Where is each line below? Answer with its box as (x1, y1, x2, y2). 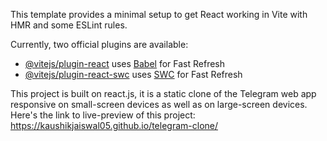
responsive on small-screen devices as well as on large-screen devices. (10, 99, 308, 110)
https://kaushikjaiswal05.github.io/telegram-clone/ (10, 120, 219, 131)
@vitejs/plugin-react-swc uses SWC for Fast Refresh (24, 69, 243, 80)
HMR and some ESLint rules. (10, 19, 128, 31)
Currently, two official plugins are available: (10, 39, 189, 50)
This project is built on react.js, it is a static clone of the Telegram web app (10, 88, 317, 99)
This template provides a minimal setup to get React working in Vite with (10, 9, 308, 20)
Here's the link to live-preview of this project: (10, 109, 196, 121)
